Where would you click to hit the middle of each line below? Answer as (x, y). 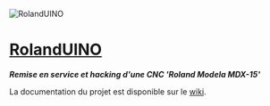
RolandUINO (56, 50)
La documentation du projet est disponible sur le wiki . (108, 91)
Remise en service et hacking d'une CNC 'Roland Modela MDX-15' (135, 74)
